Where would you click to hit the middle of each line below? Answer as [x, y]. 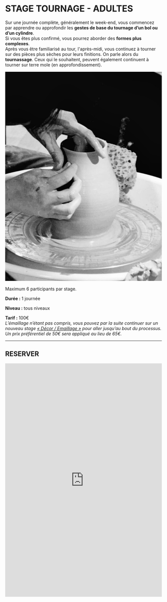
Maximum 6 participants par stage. [41, 289]
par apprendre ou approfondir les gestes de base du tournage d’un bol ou [82, 27]
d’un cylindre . [20, 33]
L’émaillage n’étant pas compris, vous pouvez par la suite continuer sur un [82, 323]
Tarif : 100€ [17, 318]
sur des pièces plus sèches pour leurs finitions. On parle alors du [72, 54]
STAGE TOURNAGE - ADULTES [69, 9]
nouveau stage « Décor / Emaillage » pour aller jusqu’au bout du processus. [83, 328]
